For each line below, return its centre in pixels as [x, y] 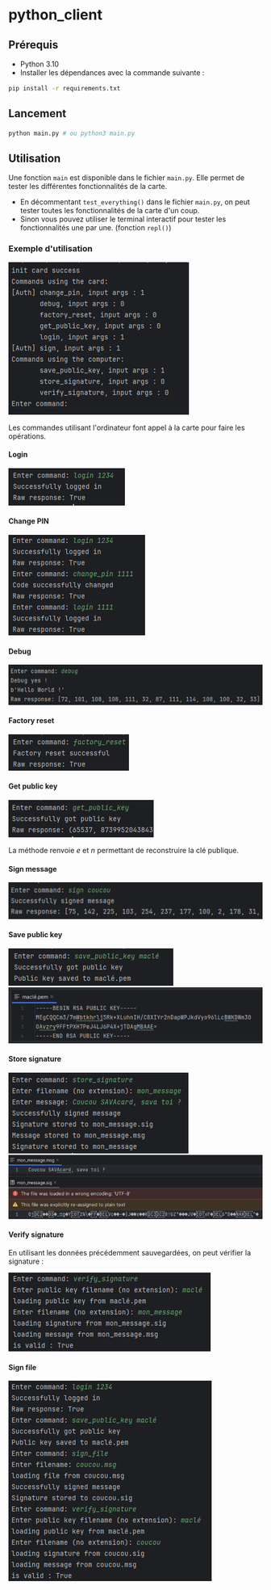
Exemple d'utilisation [50, 249]
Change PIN [29, 521]
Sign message [33, 869]
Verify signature [36, 1235]
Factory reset [31, 721]
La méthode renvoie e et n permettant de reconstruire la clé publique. [124, 851]
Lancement [38, 114]
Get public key [33, 786]
